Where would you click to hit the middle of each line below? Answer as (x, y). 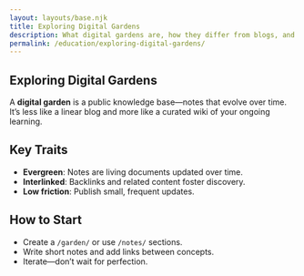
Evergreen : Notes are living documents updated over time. (133, 172)
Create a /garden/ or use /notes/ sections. (102, 241)
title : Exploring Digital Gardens (75, 26)
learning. (26, 122)
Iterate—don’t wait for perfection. (85, 261)
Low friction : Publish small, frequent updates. (108, 191)
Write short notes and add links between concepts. (118, 251)
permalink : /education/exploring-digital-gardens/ (107, 43)
